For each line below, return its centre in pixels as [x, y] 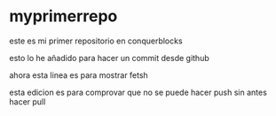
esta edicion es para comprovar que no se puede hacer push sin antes [138, 92]
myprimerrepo [63, 16]
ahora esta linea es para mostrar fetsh [79, 75]
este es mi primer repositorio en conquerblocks [96, 41]
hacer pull [28, 101]
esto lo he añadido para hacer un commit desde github [110, 58]
